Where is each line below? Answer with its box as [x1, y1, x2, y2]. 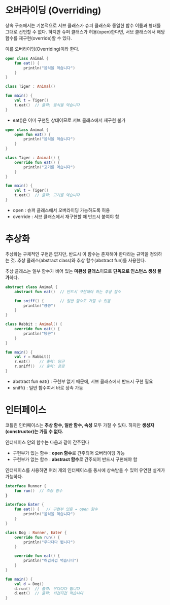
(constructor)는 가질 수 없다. [5, 428, 63, 434]
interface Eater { [5, 502, 44, 507]
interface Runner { [5, 483, 47, 488]
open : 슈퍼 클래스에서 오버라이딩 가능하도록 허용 [12, 207, 110, 213]
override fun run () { [14, 535, 60, 540]
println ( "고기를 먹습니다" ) [23, 164, 75, 170]
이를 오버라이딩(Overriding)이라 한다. [5, 46, 80, 52]
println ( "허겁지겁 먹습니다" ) [23, 558, 79, 563]
